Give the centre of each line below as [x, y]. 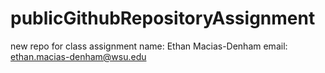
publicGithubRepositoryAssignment [163, 18]
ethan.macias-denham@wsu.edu [78, 56]
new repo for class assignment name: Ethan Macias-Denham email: [149, 46]
